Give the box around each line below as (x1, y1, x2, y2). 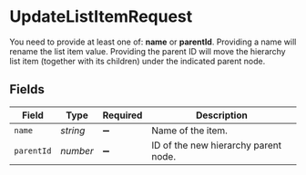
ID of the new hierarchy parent (151, 139, 282, 151)
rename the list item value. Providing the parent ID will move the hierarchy (9, 45, 286, 56)
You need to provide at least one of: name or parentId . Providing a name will (9, 36, 297, 47)
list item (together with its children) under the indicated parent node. (9, 55, 266, 66)
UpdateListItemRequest (9, 6, 193, 27)
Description (195, 109, 248, 122)
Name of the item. (151, 124, 228, 137)
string (60, 124, 86, 137)
